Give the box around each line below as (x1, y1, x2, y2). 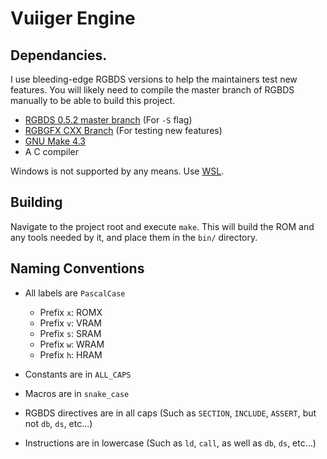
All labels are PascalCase (24, 287, 126, 299)
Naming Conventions (10, 260, 145, 277)
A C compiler (24, 146, 79, 157)
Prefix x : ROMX (39, 306, 103, 318)
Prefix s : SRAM (39, 327, 102, 339)
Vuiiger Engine (10, 7, 136, 30)
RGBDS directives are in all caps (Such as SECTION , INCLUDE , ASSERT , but (24, 407, 317, 419)
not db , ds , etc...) (24, 417, 93, 429)
